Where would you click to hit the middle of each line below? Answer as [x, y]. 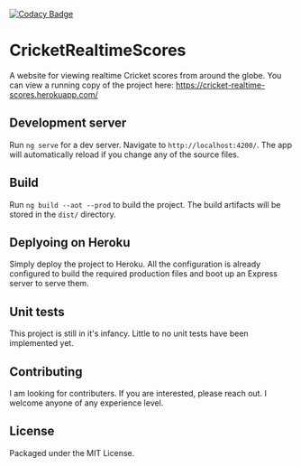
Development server [68, 123]
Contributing [46, 372]
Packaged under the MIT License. [72, 453]
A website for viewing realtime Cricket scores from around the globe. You [146, 75]
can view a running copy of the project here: [91, 85]
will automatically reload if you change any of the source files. [124, 154]
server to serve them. [49, 284]
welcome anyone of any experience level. [87, 403]
